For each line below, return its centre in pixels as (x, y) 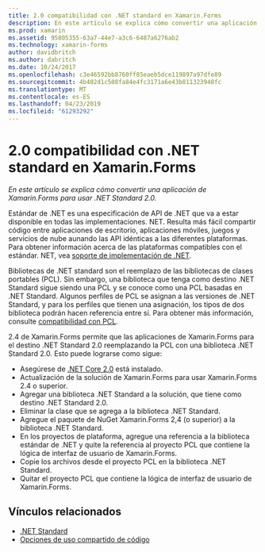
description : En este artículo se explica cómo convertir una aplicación (133, 23)
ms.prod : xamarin (37, 30)
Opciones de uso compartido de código (84, 539)
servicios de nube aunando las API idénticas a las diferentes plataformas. (128, 238)
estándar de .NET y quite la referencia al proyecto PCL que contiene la (134, 444)
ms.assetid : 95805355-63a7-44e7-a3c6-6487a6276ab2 (94, 38)
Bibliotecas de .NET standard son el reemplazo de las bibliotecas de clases (131, 270)
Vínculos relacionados (65, 512)
